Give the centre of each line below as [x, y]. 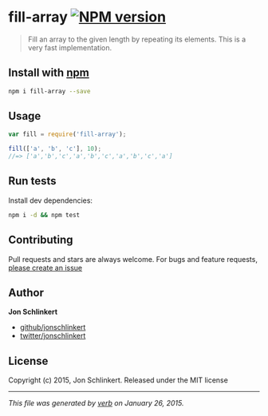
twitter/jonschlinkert [53, 336]
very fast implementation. [70, 47]
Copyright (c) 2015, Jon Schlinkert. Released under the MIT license [118, 380]
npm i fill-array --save [49, 91]
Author [26, 293]
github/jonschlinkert [53, 327]
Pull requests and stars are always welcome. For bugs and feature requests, [133, 259]
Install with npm [49, 73]
